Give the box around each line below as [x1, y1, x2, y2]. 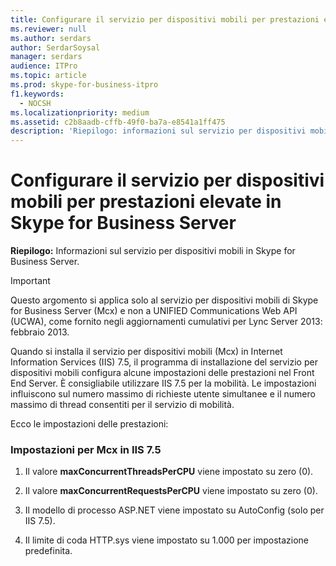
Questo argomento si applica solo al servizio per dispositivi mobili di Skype [10, 294, 319, 306]
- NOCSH [19, 98, 52, 108]
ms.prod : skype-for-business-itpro [10, 80, 159, 90]
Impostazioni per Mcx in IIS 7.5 [10, 442, 162, 456]
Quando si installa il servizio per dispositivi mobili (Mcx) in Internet [10, 346, 283, 358]
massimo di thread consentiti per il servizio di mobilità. [10, 399, 235, 411]
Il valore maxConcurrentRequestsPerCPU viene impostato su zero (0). [24, 485, 318, 497]
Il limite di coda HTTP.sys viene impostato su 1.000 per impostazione [24, 534, 310, 546]
